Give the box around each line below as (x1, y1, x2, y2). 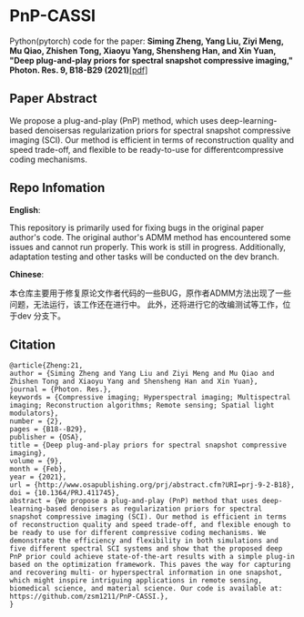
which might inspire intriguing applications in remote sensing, (9, 576, 262, 585)
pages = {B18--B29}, (9, 425, 88, 434)
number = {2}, (9, 417, 64, 426)
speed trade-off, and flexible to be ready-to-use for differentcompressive (9, 144, 284, 155)
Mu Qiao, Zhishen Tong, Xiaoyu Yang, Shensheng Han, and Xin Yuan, (9, 45, 277, 56)
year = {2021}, (9, 472, 67, 482)
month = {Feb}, (9, 465, 67, 474)
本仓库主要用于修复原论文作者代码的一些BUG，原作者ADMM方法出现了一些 (9, 288, 292, 298)
